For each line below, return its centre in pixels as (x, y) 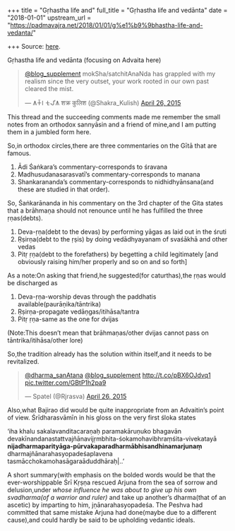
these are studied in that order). (64, 189)
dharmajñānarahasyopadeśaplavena (60, 454)
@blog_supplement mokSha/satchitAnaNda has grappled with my (120, 74)
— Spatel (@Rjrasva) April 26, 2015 (76, 396)
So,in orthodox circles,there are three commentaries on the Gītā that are (112, 145)
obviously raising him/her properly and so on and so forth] (102, 262)
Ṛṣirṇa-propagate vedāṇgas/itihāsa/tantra (78, 311)
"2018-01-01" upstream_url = (49, 18)
